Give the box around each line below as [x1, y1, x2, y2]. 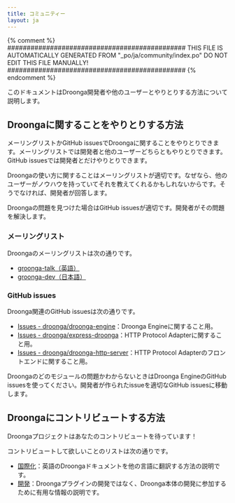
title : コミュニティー [7, 10, 66, 18]
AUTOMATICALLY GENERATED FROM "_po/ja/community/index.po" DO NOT [7, 50, 228, 60]
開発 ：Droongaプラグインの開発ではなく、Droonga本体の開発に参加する [17, 479, 227, 488]
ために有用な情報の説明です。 [17, 488, 104, 496]
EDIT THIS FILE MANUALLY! [7, 58, 89, 67]
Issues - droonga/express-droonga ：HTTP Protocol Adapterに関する [17, 331, 217, 339]
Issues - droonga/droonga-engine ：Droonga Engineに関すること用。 [17, 322, 217, 330]
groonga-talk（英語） [17, 263, 80, 272]
